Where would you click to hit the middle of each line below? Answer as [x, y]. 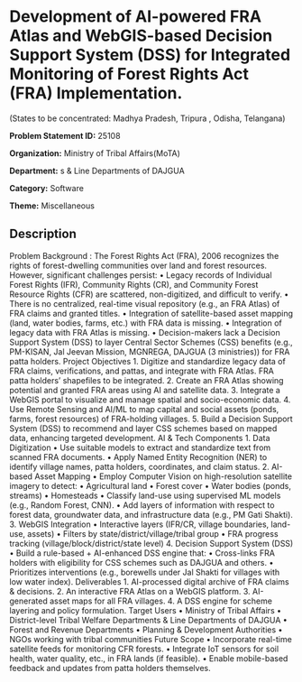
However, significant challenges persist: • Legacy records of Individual [141, 275]
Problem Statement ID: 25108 [65, 135]
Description [43, 234]
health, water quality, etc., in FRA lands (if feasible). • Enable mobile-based [149, 658]
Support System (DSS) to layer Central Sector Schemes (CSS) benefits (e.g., [151, 342]
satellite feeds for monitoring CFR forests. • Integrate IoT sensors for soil [144, 649]
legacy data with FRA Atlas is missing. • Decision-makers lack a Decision [145, 332]
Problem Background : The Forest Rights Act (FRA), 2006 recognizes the [144, 255]
